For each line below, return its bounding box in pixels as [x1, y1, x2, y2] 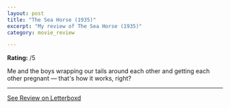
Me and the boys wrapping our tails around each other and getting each [7, 67, 210, 75]
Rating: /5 [7, 54, 36, 62]
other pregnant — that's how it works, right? [7, 75, 131, 83]
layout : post [7, 10, 44, 17]
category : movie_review [7, 29, 75, 36]
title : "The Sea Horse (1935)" [7, 16, 97, 23]
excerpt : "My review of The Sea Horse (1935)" [7, 23, 142, 29]
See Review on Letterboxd [7, 94, 81, 103]
